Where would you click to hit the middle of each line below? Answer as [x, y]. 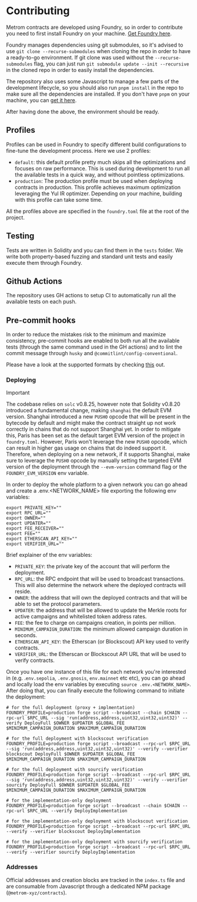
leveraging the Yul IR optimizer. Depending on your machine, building [98, 193]
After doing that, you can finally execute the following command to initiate [96, 691]
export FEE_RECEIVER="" [35, 529]
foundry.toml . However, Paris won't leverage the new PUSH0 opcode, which [96, 442]
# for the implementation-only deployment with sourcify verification [94, 842]
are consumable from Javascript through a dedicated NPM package [88, 886]
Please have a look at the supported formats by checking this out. [86, 365]
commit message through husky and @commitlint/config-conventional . [92, 353]
